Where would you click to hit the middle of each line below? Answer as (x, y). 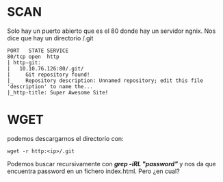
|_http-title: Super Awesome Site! (58, 92)
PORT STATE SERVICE (38, 51)
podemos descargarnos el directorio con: (66, 138)
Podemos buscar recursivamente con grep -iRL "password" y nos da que (112, 164)
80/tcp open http (33, 56)
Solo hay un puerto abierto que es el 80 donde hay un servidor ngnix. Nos (112, 31)
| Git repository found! (49, 75)
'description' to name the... (50, 86)
